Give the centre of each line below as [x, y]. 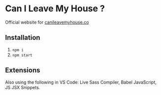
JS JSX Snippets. [23, 87]
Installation [23, 38]
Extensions [23, 70]
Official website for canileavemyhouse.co [47, 22]
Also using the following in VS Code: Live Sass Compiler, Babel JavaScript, [81, 82]
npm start [22, 55]
